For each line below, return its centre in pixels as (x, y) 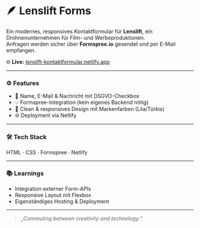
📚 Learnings (25, 173)
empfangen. (21, 50)
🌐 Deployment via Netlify (46, 115)
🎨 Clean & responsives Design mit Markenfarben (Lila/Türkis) (90, 109)
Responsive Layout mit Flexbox (53, 195)
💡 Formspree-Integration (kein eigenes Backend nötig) (82, 102)
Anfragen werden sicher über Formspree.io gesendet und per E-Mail (91, 44)
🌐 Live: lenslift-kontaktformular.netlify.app (58, 62)
